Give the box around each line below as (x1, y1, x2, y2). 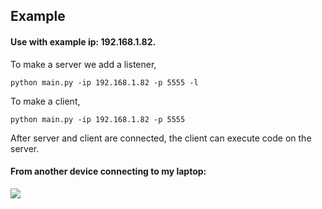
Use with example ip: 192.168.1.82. (10, 35, 157, 48)
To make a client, (10, 95, 81, 107)
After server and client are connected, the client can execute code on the (10, 132, 312, 144)
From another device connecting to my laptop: (10, 165, 207, 178)
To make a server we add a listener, (10, 58, 157, 70)
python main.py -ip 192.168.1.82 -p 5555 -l (10, 77, 199, 88)
